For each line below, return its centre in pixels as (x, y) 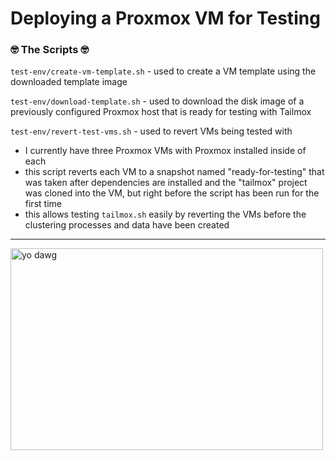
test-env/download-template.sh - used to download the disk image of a (157, 101)
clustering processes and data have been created (127, 225)
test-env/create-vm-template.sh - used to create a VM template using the (163, 71)
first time (43, 204)
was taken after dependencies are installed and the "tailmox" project (166, 183)
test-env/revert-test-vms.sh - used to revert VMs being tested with (151, 131)
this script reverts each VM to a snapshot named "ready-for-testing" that (174, 172)
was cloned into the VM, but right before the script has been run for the (172, 193)
